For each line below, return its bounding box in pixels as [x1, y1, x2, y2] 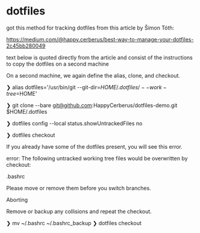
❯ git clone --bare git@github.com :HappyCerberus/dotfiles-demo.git [6, 101, 178, 109]
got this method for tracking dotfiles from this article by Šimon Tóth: [6, 24, 175, 31]
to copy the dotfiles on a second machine [6, 60, 110, 67]
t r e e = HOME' [6, 90, 37, 97]
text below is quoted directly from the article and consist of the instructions [6, 54, 193, 61]
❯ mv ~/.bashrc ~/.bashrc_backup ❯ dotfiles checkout [6, 219, 142, 226]
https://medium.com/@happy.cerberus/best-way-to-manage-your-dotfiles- [6, 36, 194, 43]
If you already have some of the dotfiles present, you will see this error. [6, 143, 183, 150]
